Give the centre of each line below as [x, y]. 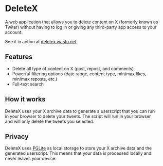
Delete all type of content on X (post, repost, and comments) [73, 68]
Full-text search [28, 84]
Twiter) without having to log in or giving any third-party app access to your [81, 27]
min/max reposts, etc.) [35, 79]
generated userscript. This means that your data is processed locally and [78, 153]
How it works [25, 99]
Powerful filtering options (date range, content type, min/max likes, [79, 74]
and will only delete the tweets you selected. [50, 121]
